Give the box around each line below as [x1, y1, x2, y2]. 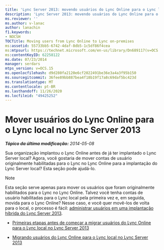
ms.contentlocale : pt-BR [5, 84, 56, 89]
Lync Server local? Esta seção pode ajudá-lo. [5, 166, 96, 172]
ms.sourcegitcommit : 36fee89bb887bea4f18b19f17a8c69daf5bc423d [5, 75, 137, 80]
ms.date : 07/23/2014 [5, 57, 47, 62]
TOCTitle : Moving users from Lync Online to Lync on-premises [5, 39, 134, 44]
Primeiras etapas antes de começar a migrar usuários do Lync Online [12, 220, 151, 226]
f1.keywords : [5, 30, 32, 35]
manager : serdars [5, 61, 41, 66]
